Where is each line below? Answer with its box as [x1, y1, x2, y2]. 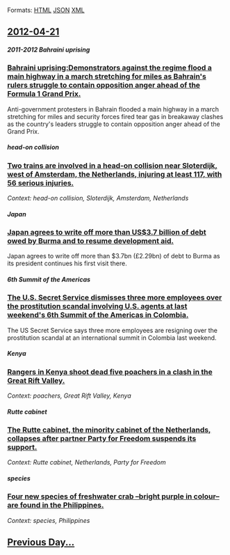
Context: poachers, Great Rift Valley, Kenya [7, 391, 131, 400]
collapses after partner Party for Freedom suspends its [7, 434, 197, 444]
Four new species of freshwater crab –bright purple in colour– [7, 492, 220, 501]
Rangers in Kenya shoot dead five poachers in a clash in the [7, 367, 213, 377]
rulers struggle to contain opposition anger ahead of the [7, 80, 200, 90]
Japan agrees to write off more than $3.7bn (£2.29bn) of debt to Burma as [7, 252, 220, 260]
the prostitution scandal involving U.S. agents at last [7, 302, 188, 311]
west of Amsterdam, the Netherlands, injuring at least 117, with [7, 169, 222, 179]
